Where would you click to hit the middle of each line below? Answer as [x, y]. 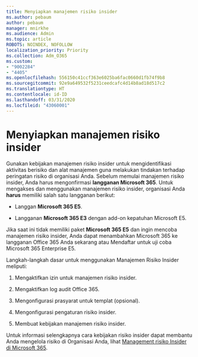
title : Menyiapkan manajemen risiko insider [62, 12]
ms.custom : [20, 61]
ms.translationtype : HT [35, 89]
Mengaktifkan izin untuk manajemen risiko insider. [76, 278]
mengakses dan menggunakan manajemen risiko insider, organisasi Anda [95, 189]
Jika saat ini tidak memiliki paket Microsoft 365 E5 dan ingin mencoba [92, 230]
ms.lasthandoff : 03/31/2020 [41, 100]
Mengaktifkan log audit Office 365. [57, 289]
